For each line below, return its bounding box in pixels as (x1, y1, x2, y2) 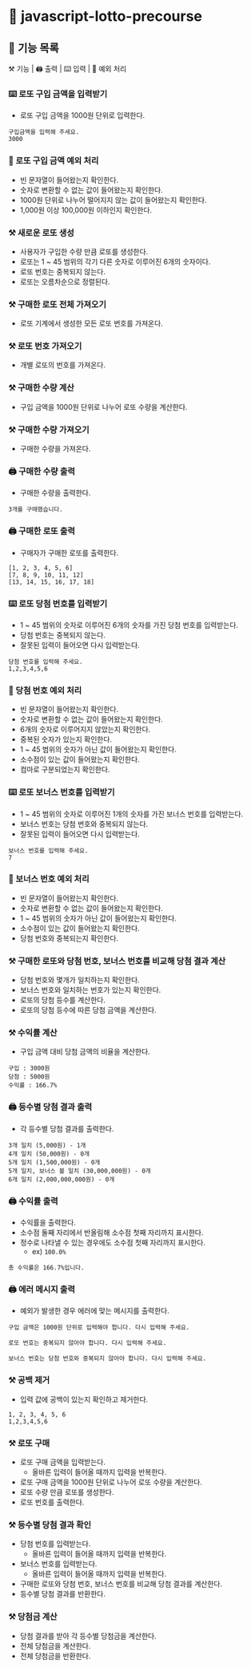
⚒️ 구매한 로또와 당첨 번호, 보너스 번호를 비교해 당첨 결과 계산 (8, 955, 226, 966)
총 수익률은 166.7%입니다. (8, 1264, 85, 1272)
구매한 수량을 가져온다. (19, 444, 91, 454)
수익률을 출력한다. (19, 1218, 76, 1228)
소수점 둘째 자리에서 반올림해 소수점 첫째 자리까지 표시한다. (19, 1228, 204, 1237)
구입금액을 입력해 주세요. (8, 128, 80, 136)
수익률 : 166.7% (8, 1082, 58, 1090)
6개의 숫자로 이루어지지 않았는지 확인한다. (19, 725, 151, 735)
